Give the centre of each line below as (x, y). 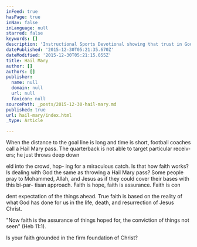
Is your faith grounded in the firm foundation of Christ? (72, 238)
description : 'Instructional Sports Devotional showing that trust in (94, 45)
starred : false (25, 33)
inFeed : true (22, 11)
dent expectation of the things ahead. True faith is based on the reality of (94, 197)
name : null (25, 83)
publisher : (19, 77)
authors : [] (21, 72)
